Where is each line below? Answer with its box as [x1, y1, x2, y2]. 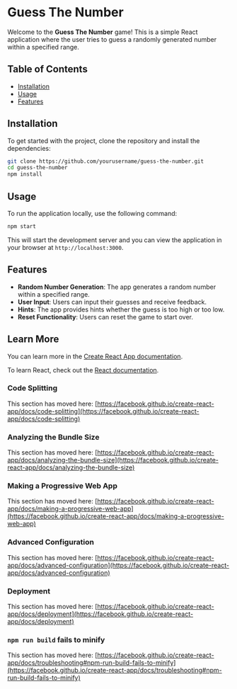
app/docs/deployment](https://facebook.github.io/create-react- [7, 610, 193, 618]
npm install [7, 171, 42, 178]
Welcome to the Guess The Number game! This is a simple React [7, 28, 198, 36]
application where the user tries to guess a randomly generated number [7, 35, 217, 43]
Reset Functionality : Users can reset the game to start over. [17, 312, 193, 321]
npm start [7, 223, 37, 230]
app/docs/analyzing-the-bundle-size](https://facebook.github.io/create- [7, 456, 219, 465]
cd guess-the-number [7, 164, 69, 171]
